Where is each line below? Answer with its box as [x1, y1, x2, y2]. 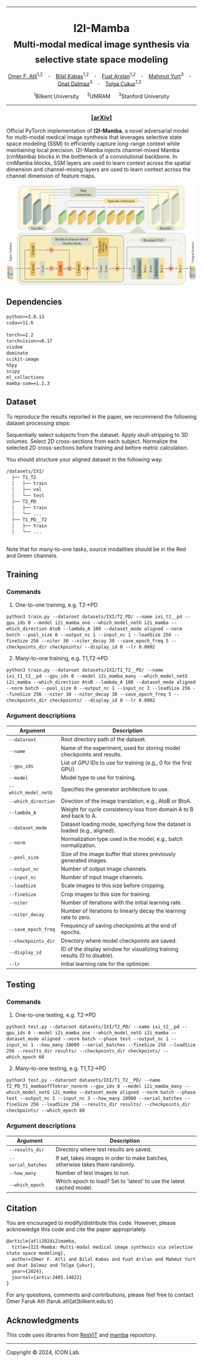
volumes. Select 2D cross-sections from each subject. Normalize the [6, 437, 178, 445]
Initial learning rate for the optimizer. [60, 960, 151, 968]
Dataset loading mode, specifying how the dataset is [60, 820, 192, 828]
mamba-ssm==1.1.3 [6, 380, 50, 387]
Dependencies [6, 297, 62, 307]
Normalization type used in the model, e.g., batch [60, 835, 183, 843]
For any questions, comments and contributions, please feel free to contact [6, 1291, 194, 1298]
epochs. [60, 928, 82, 936]
